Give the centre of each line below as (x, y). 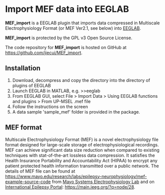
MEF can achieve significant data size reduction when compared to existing (82, 150)
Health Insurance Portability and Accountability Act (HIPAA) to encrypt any (81, 160)
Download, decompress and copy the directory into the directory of (81, 80)
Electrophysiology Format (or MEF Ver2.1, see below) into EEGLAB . (73, 28)
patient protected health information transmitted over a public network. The (82, 166)
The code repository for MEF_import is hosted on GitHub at (66, 47)
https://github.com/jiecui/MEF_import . (44, 53)
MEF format (24, 128)
